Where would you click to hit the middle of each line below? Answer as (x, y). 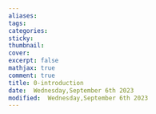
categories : (28, 31)
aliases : (23, 16)
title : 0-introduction (46, 83)
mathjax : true (32, 68)
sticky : (21, 38)
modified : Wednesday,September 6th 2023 (78, 98)
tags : (17, 23)
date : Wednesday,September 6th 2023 (71, 90)
